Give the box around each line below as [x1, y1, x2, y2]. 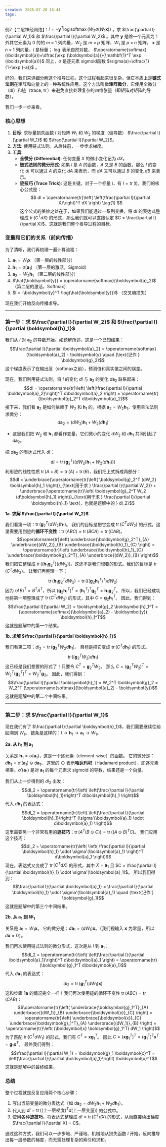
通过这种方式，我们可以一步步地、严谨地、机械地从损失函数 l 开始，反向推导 [5, 1130, 161, 1136]
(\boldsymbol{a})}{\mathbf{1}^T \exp [66, 52, 142, 58]
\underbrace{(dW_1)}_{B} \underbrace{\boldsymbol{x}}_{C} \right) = [13, 1010, 153, 1016]
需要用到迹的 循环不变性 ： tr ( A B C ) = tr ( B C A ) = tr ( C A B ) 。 [9, 528, 125, 534]
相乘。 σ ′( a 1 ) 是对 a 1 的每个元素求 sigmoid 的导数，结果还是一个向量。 [5, 767, 146, 774]
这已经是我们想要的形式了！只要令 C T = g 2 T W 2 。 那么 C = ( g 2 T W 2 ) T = [5, 663, 149, 670]
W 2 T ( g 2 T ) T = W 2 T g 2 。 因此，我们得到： [5, 670, 86, 678]
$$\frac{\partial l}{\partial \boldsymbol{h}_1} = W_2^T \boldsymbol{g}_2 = [8, 680, 158, 686]
